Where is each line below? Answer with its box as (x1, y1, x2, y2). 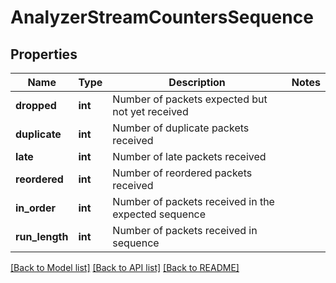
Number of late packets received (112, 150, 267, 163)
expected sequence (112, 207, 207, 221)
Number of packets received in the (112, 195, 275, 208)
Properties (10, 46, 78, 63)
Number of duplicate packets (112, 121, 250, 135)
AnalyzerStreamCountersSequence (10, 6, 314, 29)
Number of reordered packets (112, 166, 253, 180)
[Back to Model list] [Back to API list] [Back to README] (10, 262, 240, 273)
